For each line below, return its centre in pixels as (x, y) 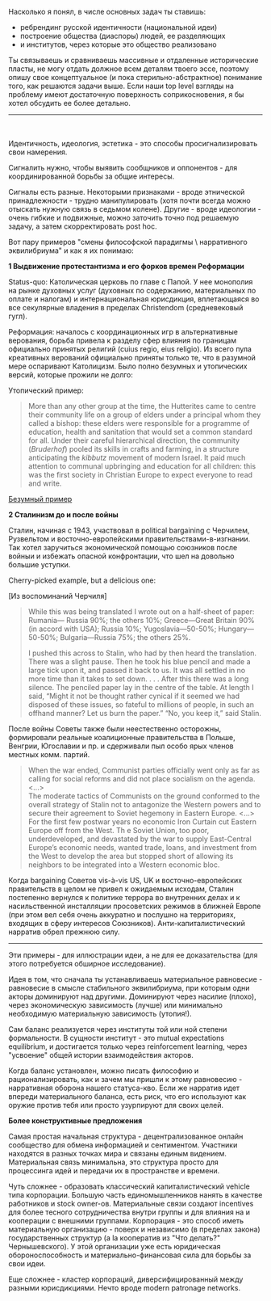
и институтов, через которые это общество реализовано (118, 44)
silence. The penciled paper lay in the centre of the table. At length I (141, 687)
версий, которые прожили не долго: (71, 375)
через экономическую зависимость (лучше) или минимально (116, 1005)
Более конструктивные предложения (75, 1121)
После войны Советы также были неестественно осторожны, (115, 729)
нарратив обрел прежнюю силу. (64, 932)
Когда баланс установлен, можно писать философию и (104, 1071)
